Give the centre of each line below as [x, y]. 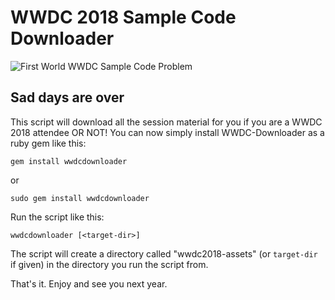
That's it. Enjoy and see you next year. [89, 283]
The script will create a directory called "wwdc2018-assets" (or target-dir [164, 253]
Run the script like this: [57, 217]
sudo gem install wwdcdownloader [80, 198]
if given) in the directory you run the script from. [109, 264]
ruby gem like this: [48, 143]
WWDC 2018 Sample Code [123, 17]
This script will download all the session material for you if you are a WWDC [166, 122]
